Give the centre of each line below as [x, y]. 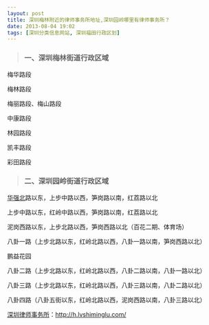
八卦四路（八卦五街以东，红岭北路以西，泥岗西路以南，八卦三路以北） [107, 300]
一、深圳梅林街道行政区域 [66, 58]
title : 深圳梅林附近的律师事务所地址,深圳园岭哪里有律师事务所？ [89, 20]
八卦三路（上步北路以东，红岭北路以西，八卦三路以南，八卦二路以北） [107, 285]
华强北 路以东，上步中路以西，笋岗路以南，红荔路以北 [82, 197]
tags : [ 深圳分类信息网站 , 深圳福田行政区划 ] [64, 33]
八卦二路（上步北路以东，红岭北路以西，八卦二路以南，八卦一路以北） [107, 270]
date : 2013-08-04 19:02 [41, 26]
